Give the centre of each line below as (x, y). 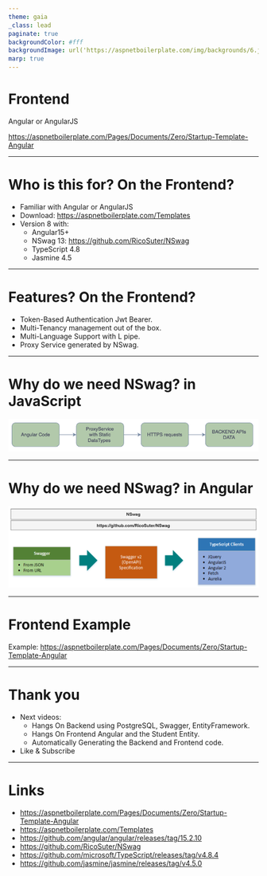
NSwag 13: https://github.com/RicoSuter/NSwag (110, 241)
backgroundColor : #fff (46, 42)
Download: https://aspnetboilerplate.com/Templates (105, 215)
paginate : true (33, 33)
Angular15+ (50, 232)
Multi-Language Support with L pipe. (80, 336)
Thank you (44, 695)
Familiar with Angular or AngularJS (76, 206)
